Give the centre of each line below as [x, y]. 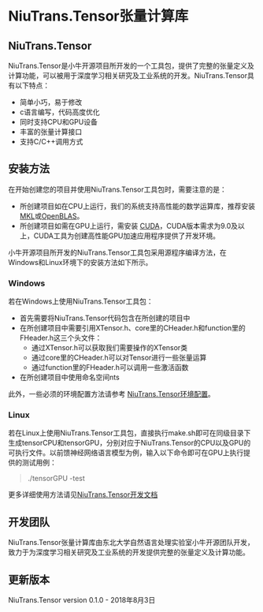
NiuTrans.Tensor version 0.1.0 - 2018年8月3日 [82, 600]
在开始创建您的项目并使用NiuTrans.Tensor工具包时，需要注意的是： [117, 189]
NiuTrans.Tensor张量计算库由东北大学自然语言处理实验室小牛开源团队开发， [131, 543]
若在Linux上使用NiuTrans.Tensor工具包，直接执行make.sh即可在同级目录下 [130, 433]
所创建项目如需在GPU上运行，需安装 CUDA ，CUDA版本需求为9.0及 [129, 226]
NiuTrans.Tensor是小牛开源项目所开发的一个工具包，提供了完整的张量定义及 [131, 65]
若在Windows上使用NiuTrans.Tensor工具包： [81, 301]
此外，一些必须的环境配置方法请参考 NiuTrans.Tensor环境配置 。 [111, 394]
